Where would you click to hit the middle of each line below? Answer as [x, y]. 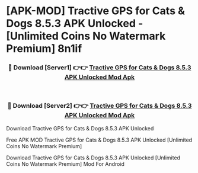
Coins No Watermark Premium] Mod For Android [65, 164]
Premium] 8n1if [44, 49]
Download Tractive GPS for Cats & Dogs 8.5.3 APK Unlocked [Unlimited [93, 158]
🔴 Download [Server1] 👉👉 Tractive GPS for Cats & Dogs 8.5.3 [100, 68]
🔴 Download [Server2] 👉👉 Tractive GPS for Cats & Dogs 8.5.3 [100, 106]
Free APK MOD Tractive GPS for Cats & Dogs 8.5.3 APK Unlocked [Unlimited [99, 140]
